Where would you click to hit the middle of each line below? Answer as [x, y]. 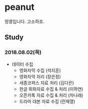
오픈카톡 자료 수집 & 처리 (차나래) [51, 95]
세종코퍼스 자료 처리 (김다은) [47, 83]
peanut [20, 7]
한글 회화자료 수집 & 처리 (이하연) [51, 89]
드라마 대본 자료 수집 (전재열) [47, 101]
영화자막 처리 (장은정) [40, 76]
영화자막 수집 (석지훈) [40, 70]
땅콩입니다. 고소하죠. [24, 21]
